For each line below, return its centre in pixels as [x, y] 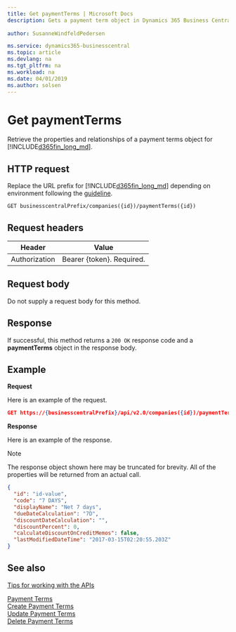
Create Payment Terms [40, 606]
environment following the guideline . [60, 193]
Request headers [46, 228]
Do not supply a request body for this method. [74, 301]
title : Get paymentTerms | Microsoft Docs [70, 14]
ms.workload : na [31, 72]
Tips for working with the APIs [51, 585]
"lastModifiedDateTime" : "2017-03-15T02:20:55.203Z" [92, 540]
